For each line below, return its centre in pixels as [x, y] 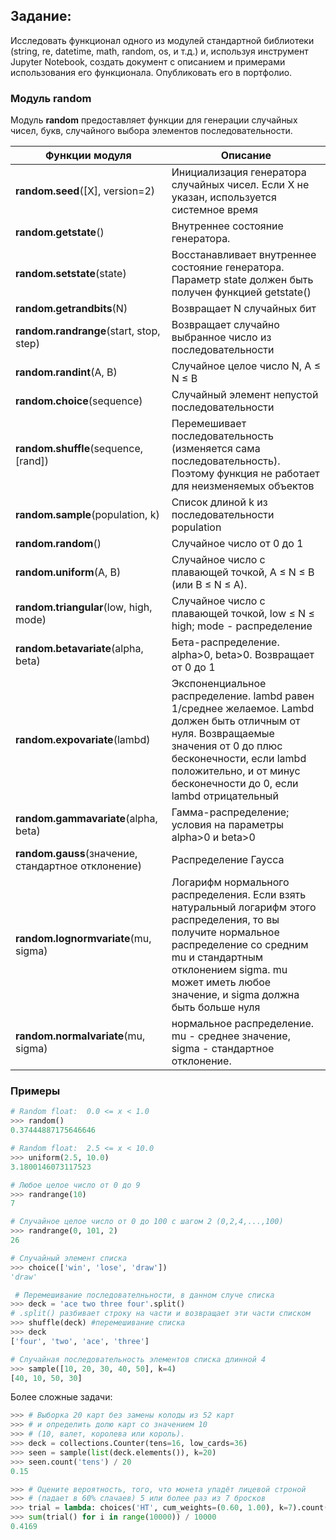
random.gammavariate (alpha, [86, 819]
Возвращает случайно [225, 325]
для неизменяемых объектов [243, 486]
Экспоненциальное [219, 684]
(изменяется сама [216, 449]
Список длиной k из [219, 502]
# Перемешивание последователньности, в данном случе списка [144, 1295]
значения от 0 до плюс [227, 746]
